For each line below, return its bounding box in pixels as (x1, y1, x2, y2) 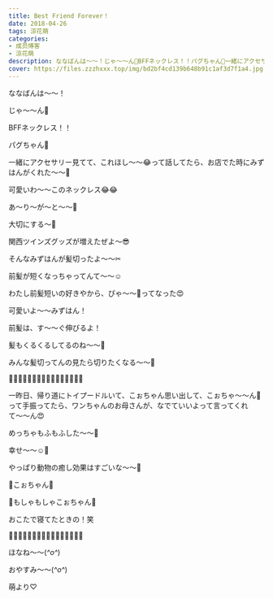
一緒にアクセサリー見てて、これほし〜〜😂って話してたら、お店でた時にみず (8, 157, 265, 167)
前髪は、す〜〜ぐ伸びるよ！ (8, 323, 102, 332)
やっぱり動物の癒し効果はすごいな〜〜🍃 (8, 462, 142, 472)
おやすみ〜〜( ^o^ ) (8, 564, 67, 574)
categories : (8, 34, 49, 43)
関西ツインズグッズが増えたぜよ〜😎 (8, 237, 130, 246)
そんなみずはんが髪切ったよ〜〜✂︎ (8, 254, 122, 263)
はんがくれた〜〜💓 (8, 167, 71, 177)
